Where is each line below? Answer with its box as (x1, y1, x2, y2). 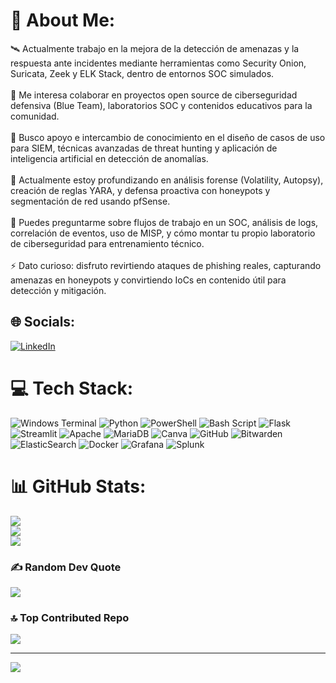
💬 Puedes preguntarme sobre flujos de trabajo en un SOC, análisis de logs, (10, 216, 319, 228)
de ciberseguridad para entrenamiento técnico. (10, 237, 205, 249)
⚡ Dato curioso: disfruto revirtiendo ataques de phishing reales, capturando (10, 259, 322, 271)
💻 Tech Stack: (10, 377, 134, 399)
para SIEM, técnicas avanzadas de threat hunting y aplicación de (10, 142, 278, 154)
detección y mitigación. (10, 284, 107, 296)
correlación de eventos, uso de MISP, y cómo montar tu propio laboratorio (10, 227, 316, 239)
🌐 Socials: (10, 314, 76, 331)
